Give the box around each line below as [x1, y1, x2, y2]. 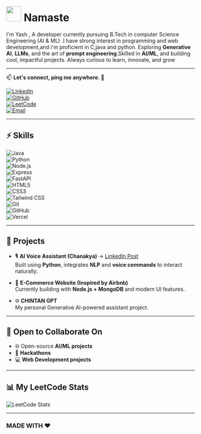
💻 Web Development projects [14, 356, 92, 363]
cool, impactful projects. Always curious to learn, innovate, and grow [6, 56, 175, 63]
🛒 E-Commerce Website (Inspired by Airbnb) [14, 279, 129, 286]
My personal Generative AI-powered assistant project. [14, 303, 148, 311]
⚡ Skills [6, 131, 34, 141]
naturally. [14, 267, 38, 275]
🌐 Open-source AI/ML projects [14, 342, 93, 350]
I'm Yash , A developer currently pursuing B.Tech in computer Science [6, 31, 179, 38]
